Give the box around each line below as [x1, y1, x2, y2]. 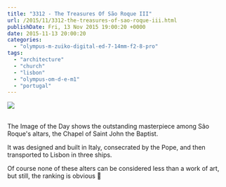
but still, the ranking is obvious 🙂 [7, 172, 102, 180]
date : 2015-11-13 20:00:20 [7, 30, 86, 37]
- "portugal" [13, 82, 52, 89]
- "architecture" [13, 56, 65, 63]
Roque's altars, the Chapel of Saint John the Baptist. [7, 129, 159, 138]
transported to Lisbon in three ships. [7, 150, 112, 159]
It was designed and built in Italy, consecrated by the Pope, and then [7, 143, 206, 152]
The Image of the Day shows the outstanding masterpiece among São [7, 122, 210, 131]
